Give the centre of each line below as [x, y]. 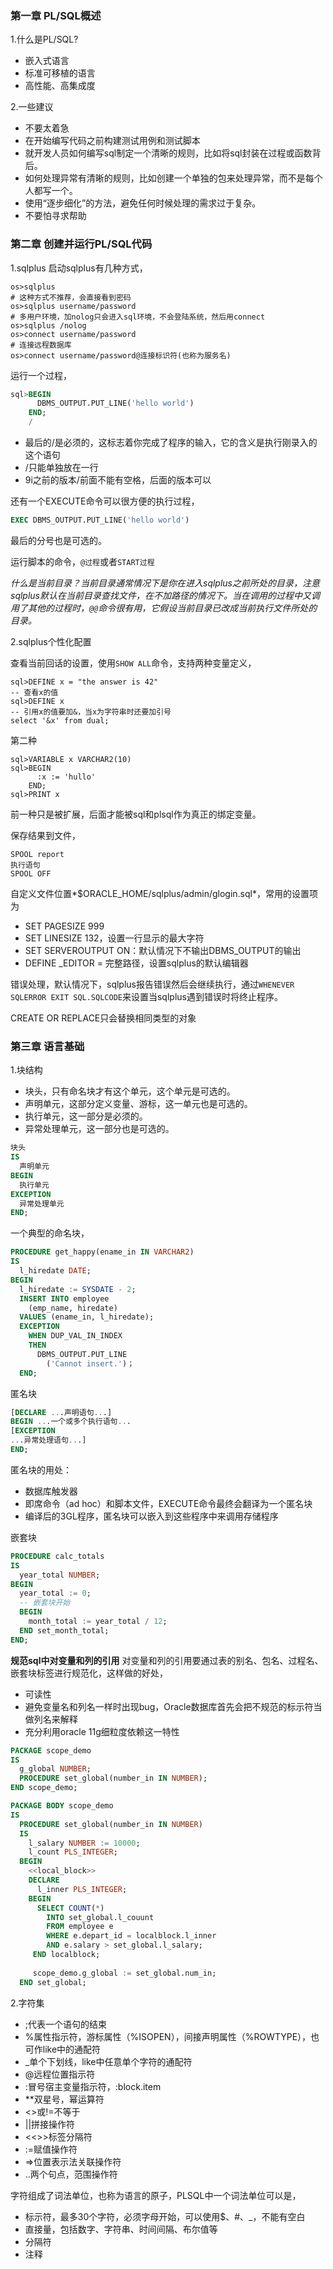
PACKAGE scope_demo [51, 1750]
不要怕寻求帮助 [55, 216]
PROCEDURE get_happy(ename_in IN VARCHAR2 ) [102, 1252]
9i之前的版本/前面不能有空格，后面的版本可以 [118, 480]
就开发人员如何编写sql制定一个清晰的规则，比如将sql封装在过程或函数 [168, 153]
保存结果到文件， [45, 835]
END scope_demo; [44, 1788]
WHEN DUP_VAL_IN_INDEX [75, 1336]
